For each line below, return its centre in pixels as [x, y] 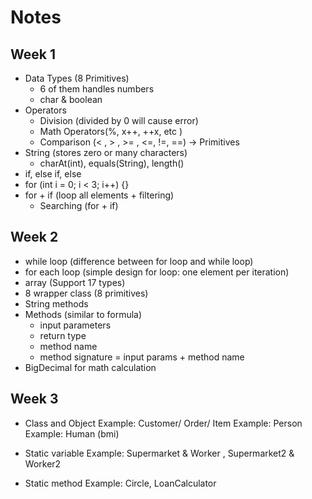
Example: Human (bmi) [72, 433]
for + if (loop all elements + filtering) [99, 195]
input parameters [75, 325]
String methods [56, 303]
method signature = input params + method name [142, 357]
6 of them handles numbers [97, 89]
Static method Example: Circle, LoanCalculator [120, 483]
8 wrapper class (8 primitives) [86, 293]
